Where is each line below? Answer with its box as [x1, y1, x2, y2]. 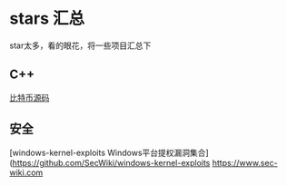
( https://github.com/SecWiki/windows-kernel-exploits [9, 157, 211, 168]
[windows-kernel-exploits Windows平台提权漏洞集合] [9, 147, 209, 158]
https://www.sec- [212, 157, 279, 168]
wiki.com [9, 167, 44, 178]
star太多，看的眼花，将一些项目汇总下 [9, 40, 152, 51]
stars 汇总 [9, 8, 85, 29]
